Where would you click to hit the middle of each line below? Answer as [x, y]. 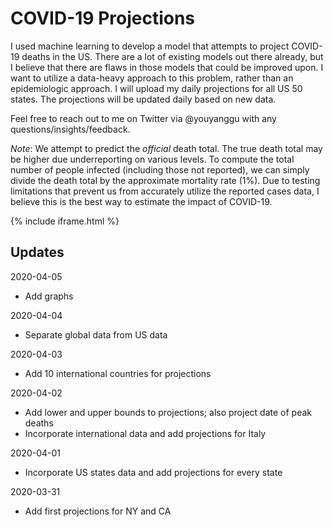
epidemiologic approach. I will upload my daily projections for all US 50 [156, 88]
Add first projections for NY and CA [98, 511]
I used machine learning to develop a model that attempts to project [150, 46]
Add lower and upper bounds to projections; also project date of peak [168, 412]
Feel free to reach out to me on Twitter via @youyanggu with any [143, 118]
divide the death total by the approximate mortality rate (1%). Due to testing [165, 180]
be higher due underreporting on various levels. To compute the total [152, 159]
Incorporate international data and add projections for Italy [145, 433]
